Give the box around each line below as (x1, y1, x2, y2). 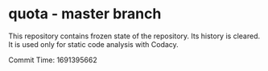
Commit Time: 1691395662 (8, 55, 98, 65)
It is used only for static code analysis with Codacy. (8, 39, 179, 49)
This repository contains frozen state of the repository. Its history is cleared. (8, 31, 260, 41)
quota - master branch (8, 5, 162, 23)
